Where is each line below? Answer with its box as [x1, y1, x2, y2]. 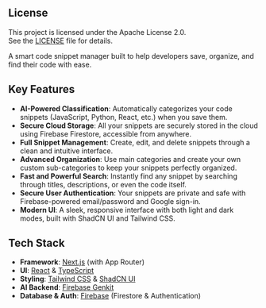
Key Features [8, 83, 75, 96]
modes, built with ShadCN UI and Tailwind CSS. [19, 214, 176, 223]
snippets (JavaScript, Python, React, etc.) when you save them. [19, 112, 228, 121]
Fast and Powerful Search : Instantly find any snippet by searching [19, 171, 238, 181]
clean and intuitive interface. [19, 146, 114, 156]
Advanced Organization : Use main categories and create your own [19, 154, 241, 164]
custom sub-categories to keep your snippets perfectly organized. [19, 163, 237, 172]
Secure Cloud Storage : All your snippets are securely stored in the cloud [19, 121, 258, 130]
